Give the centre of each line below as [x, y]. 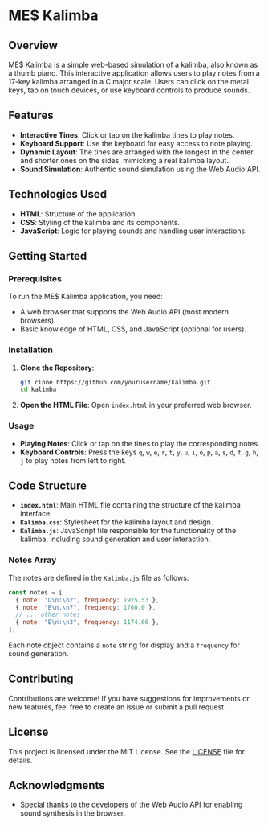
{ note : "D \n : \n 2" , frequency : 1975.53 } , [87, 600]
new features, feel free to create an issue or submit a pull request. [117, 707]
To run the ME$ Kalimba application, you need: [85, 297]
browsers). [38, 321]
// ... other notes [48, 615]
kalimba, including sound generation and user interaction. [115, 539]
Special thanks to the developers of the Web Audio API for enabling [131, 805]
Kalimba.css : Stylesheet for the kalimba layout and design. [116, 522]
